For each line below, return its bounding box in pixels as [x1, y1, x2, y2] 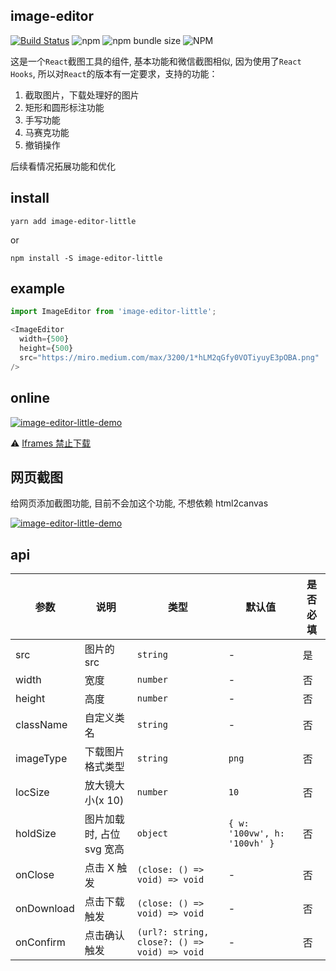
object [136, 828, 168, 839]
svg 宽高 [84, 842, 125, 856]
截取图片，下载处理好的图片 [24, 89, 140, 101]
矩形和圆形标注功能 [24, 101, 105, 113]
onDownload [15, 902, 75, 916]
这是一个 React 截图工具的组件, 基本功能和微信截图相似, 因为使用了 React [10, 55, 302, 67]
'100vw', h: [228, 828, 285, 839]
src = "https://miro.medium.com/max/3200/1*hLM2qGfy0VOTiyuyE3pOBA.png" [19, 352, 320, 363]
